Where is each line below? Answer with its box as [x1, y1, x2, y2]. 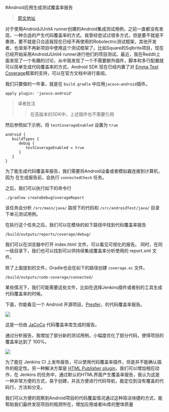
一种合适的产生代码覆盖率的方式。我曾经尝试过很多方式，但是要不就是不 [14, 32, 164, 38]
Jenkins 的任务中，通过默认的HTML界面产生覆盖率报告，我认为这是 [19, 372, 160, 378]
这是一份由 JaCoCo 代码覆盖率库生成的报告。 [5, 322, 100, 328]
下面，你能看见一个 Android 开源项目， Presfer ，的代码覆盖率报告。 [5, 301, 145, 307]
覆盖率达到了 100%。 [5, 339, 49, 345]
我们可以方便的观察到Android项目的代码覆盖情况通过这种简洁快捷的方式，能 [5, 395, 162, 401]
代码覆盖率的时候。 [5, 291, 45, 297]
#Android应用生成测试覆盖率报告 [5, 5, 73, 10]
